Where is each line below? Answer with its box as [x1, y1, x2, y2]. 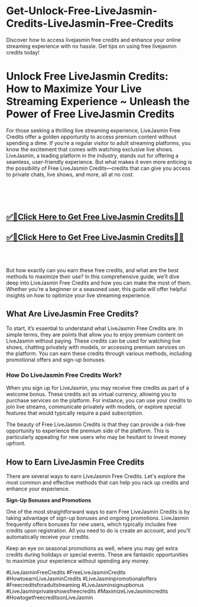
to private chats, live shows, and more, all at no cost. [6, 170, 134, 178]
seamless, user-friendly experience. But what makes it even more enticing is [6, 158, 192, 165]
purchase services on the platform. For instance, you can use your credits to [6, 397, 192, 404]
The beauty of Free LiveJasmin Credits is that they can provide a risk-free [6, 421, 186, 428]
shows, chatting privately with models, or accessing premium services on [6, 343, 185, 350]
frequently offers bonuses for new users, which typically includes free [6, 521, 177, 528]
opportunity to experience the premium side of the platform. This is [6, 427, 170, 434]
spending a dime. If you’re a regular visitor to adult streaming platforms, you [6, 139, 191, 146]
